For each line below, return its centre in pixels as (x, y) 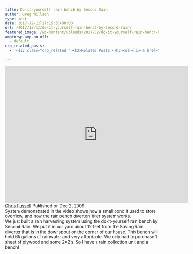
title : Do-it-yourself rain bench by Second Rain (57, 10)
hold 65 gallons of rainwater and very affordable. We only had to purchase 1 (81, 236)
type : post (16, 19)
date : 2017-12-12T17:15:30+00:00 (39, 23)
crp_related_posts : (25, 46)
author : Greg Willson (27, 14)
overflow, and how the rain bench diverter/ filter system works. (68, 216)
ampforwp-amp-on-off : (27, 37)
